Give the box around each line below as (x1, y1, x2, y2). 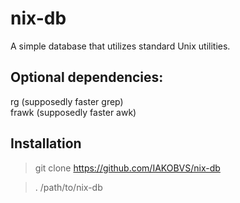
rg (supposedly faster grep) (10, 95, 124, 107)
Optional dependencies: (10, 69, 164, 86)
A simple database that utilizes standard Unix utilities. (10, 40, 231, 52)
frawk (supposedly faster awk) (10, 106, 137, 118)
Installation (10, 135, 82, 152)
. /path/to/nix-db (34, 181, 103, 193)
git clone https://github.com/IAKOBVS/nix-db (34, 162, 221, 174)
